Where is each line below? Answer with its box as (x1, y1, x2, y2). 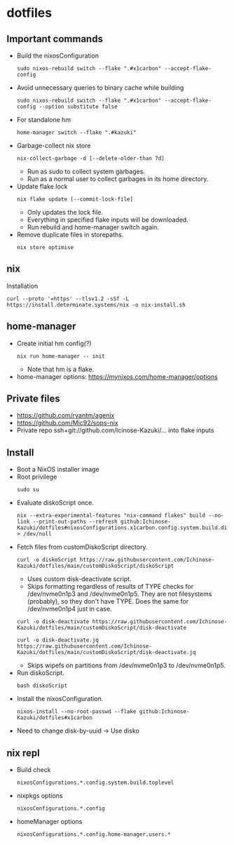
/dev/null (23, 531, 52, 538)
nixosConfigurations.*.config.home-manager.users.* (16, 831, 171, 838)
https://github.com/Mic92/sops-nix (16, 419, 118, 427)
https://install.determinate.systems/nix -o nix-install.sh (6, 301, 186, 308)
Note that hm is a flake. (27, 365, 95, 373)
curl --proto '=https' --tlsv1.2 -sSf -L (6, 295, 130, 302)
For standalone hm (16, 116, 71, 124)
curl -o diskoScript (16, 557, 77, 564)
